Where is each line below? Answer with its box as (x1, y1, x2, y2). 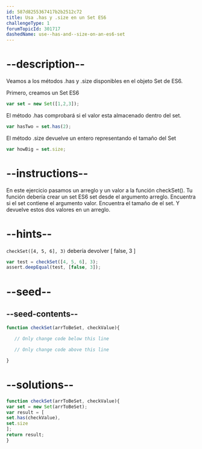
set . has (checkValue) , (6, 415, 61, 421)
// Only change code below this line (14, 336, 110, 342)
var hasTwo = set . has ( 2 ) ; (6, 123, 71, 129)
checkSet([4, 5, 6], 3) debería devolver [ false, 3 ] (6, 247, 136, 254)
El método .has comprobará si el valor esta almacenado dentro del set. (6, 111, 182, 119)
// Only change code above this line (14, 347, 110, 353)
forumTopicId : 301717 (6, 25, 61, 32)
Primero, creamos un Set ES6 (6, 89, 80, 97)
